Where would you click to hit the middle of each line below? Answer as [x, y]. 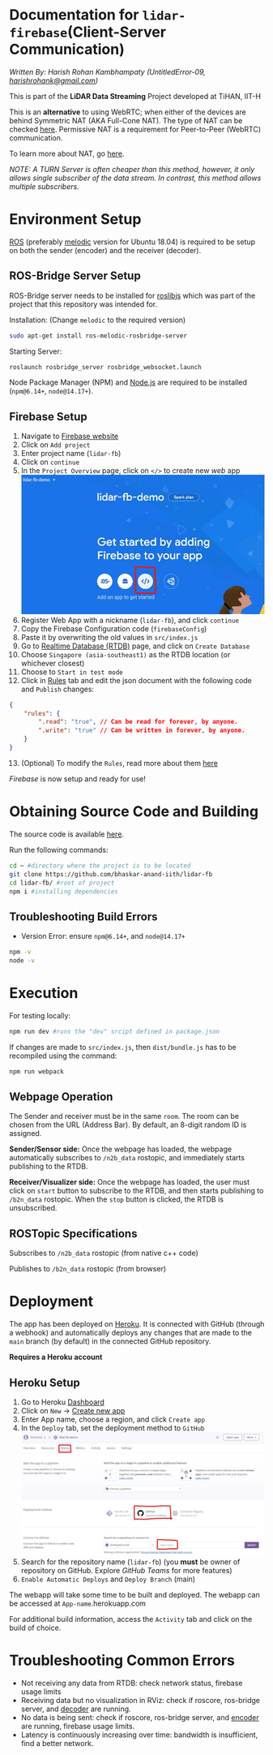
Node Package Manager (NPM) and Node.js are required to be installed [128, 382]
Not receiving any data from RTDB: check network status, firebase [132, 1683]
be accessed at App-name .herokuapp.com [78, 1603]
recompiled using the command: [63, 1056]
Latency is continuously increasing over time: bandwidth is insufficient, [139, 1735]
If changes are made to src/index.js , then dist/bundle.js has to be [123, 1047]
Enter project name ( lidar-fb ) [71, 454]
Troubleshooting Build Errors [83, 916]
